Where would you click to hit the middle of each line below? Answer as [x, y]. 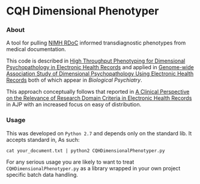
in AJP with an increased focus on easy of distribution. [74, 105]
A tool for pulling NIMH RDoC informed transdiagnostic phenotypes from [96, 43]
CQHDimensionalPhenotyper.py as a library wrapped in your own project [93, 168]
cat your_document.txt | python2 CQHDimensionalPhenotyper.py [86, 151]
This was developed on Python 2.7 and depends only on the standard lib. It [99, 133]
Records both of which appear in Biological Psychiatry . [74, 80]
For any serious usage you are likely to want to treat [70, 162]
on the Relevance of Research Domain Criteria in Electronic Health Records [99, 98]
